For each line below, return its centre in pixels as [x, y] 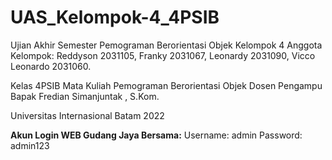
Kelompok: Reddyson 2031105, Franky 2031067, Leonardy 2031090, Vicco [163, 55]
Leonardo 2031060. [51, 66]
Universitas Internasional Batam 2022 [87, 115]
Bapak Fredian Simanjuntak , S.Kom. [85, 96]
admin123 [30, 145]
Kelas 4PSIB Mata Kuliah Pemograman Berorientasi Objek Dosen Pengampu [166, 85]
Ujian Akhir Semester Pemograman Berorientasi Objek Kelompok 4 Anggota [166, 45]
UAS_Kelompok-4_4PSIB [115, 17]
